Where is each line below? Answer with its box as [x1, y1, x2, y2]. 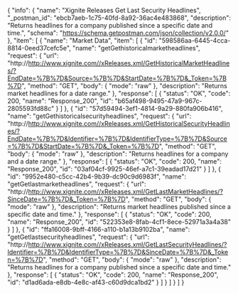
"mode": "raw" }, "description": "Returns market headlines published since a [7, 203, 231, 211]
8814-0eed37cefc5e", [7, 44, 71, 52]
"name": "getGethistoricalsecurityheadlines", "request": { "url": [7, 112, 192, 120]
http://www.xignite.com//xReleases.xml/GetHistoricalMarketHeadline [28, 59, 230, 67]
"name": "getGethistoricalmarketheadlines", [72, 44, 200, 52]
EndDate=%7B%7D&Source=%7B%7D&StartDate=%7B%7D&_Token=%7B [7, 74, 227, 82]
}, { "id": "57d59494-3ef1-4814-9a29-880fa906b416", [63, 105, 223, 112]
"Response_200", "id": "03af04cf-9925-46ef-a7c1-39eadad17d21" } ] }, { [7, 165, 222, 173]
